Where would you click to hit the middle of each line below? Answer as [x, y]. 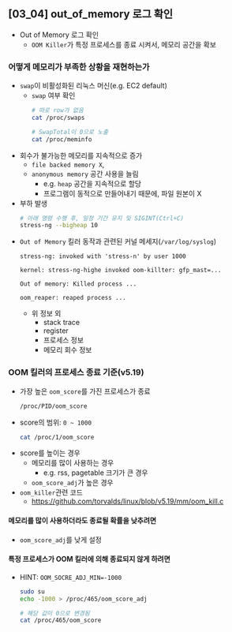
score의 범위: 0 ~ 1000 [56, 422]
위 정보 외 [46, 313]
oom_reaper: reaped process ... [73, 298]
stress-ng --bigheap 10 [59, 226]
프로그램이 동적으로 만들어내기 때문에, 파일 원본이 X [122, 193]
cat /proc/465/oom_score [60, 621]
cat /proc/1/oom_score [57, 437]
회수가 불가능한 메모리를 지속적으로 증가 [81, 155]
